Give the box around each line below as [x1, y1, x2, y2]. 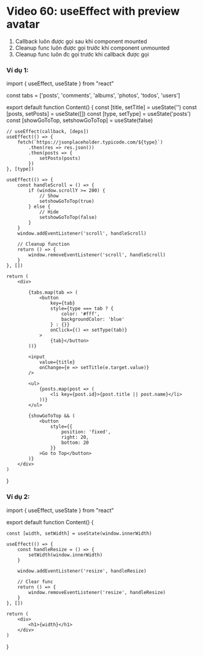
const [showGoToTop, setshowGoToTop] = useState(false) [6, 116, 153, 124]
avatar [6, 17, 40, 31]
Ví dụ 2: [6, 492, 30, 501]
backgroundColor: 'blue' [61, 316, 124, 322]
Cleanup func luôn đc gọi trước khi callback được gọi [15, 50, 149, 58]
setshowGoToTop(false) [39, 215, 98, 221]
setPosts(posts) [39, 155, 81, 162]
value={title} [39, 359, 75, 365]
